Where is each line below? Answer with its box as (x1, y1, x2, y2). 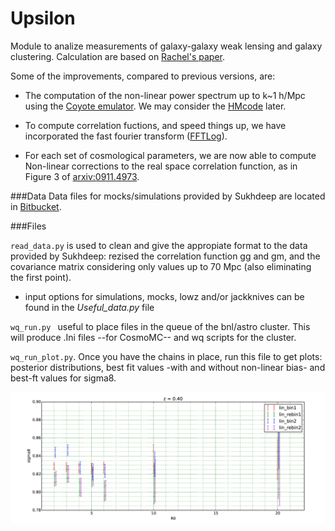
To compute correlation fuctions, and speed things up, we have (24, 119, 287, 131)
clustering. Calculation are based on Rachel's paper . (10, 50, 226, 62)
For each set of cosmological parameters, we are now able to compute (24, 149, 317, 161)
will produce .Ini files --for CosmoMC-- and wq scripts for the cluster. (10, 331, 297, 343)
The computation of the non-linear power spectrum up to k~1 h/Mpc (24, 89, 306, 101)
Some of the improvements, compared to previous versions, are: (10, 70, 276, 82)
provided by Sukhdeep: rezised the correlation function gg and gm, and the (10, 250, 321, 262)
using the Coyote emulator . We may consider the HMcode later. (24, 100, 287, 112)
